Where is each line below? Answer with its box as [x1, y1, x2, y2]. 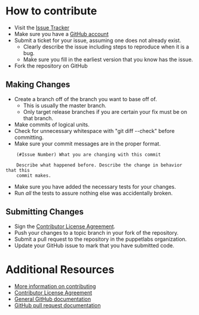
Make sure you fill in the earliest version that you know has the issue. [23, 56, 194, 63]
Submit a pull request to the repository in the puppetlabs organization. [14, 235, 187, 243]
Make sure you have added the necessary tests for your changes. [14, 183, 176, 190]
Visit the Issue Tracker [14, 24, 70, 31]
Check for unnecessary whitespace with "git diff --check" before [14, 127, 175, 134]
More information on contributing [14, 283, 96, 290]
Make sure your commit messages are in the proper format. [14, 140, 161, 147]
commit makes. [16, 172, 51, 178]
